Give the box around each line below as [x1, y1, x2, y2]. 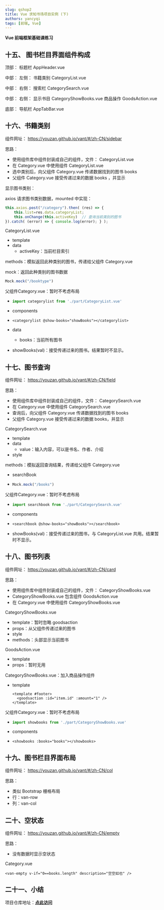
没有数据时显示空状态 [12, 851, 55, 857]
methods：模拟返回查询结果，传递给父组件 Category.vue [5, 462, 120, 468]
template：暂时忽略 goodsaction [12, 619, 78, 625]
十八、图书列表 [5, 552, 50, 561]
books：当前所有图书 [19, 337, 63, 343]
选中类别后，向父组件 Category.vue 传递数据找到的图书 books [12, 168, 137, 174]
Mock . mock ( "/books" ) [12, 482, 54, 487]
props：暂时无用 [12, 661, 46, 668]
